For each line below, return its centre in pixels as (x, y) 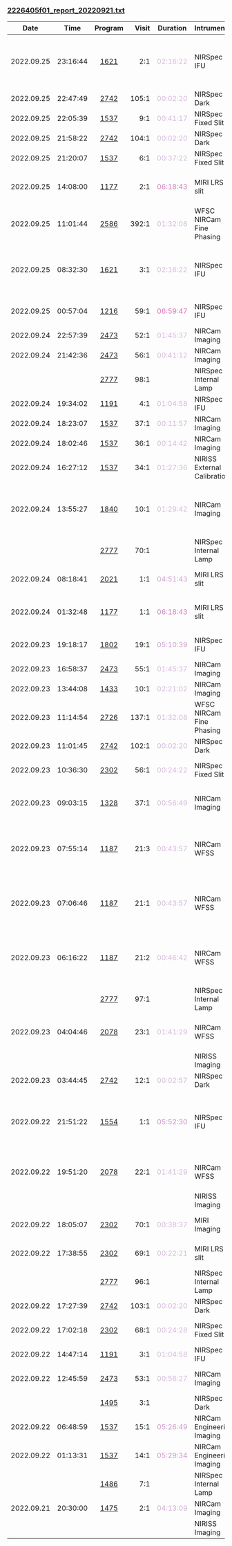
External (208, 467)
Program (109, 28)
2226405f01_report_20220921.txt (66, 10)
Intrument (211, 28)
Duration (172, 28)
